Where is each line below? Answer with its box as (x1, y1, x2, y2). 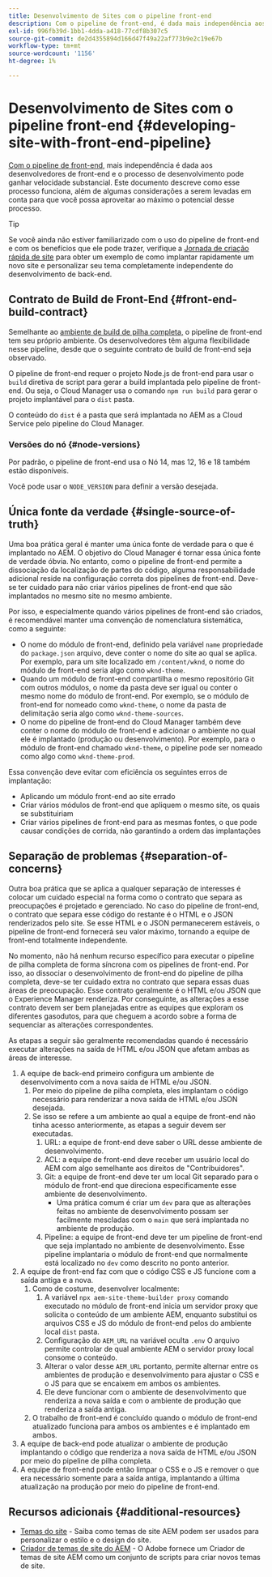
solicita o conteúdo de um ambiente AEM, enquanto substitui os (44, 1310, 257, 1319)
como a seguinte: (8, 623, 66, 633)
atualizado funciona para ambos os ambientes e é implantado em (32, 1421, 251, 1431)
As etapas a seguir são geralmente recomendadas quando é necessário (8, 1035, 249, 1045)
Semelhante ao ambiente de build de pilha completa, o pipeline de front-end (8, 327, 262, 336)
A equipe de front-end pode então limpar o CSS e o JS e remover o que (19, 1464, 260, 1474)
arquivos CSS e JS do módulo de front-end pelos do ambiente (44, 1318, 253, 1327)
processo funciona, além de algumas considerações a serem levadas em (8, 186, 252, 195)
